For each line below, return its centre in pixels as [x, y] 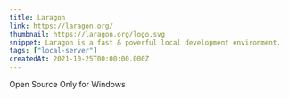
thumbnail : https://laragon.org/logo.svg [87, 34]
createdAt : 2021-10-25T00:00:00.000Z [79, 59]
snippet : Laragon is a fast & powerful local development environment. [145, 42]
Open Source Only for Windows [68, 84]
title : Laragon [37, 17]
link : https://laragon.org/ [62, 26]
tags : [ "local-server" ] [54, 51]
